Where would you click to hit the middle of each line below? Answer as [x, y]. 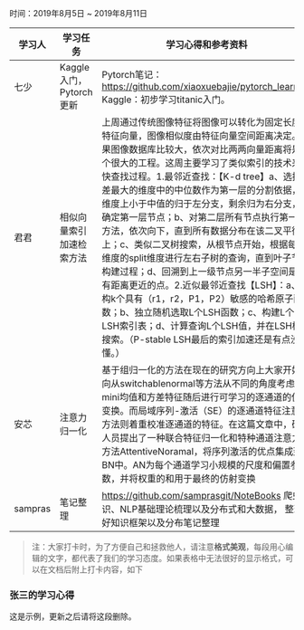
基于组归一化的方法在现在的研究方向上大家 [192, 370]
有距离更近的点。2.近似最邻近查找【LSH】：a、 [201, 285]
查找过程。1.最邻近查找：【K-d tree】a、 [197, 177]
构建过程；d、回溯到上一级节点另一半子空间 [195, 272]
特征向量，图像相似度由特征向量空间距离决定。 [201, 136]
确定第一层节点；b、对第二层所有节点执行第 [195, 217]
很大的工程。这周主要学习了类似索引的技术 [201, 163]
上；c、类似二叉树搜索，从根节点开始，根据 [195, 244]
